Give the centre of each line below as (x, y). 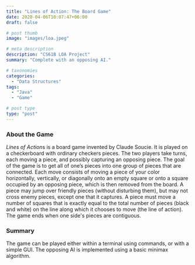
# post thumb (22, 33)
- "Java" (22, 92)
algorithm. (18, 256)
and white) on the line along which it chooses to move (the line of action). (95, 209)
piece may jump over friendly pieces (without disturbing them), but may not (97, 191)
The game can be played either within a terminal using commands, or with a (97, 243)
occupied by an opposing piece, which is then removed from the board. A (95, 185)
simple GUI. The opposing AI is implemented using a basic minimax (87, 250)
